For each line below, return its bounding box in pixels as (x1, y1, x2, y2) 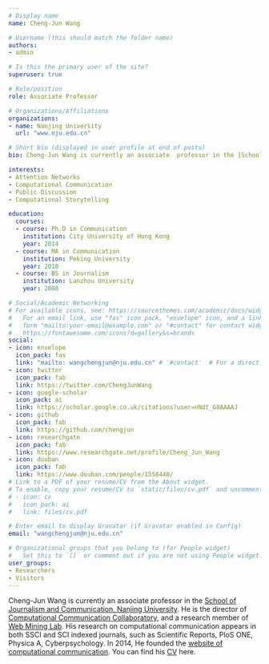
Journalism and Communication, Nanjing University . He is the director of (8, 605, 247, 614)
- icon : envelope (8, 344, 66, 352)
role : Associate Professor (8, 92, 98, 100)
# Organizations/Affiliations (8, 107, 110, 115)
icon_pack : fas (15, 351, 66, 359)
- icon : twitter (8, 366, 62, 374)
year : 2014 (22, 240, 59, 248)
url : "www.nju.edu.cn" (15, 129, 91, 137)
